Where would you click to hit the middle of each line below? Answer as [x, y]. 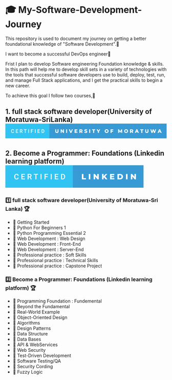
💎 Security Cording [33, 366]
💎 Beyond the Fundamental [41, 306]
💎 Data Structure [30, 333]
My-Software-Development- [80, 10]
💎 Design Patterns [32, 328]
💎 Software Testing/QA [37, 361]
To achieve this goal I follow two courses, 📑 [50, 95]
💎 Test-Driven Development [42, 355]
